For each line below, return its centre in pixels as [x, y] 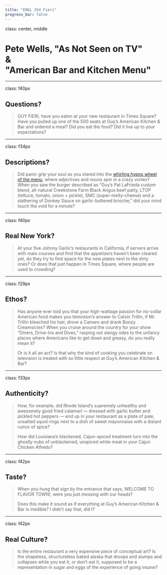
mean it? [26, 343]
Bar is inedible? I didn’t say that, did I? [56, 509]
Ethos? [16, 299]
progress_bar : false [27, 14]
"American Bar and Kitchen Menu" [78, 70]
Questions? [23, 104]
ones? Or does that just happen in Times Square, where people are [86, 264]
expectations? [32, 132]
